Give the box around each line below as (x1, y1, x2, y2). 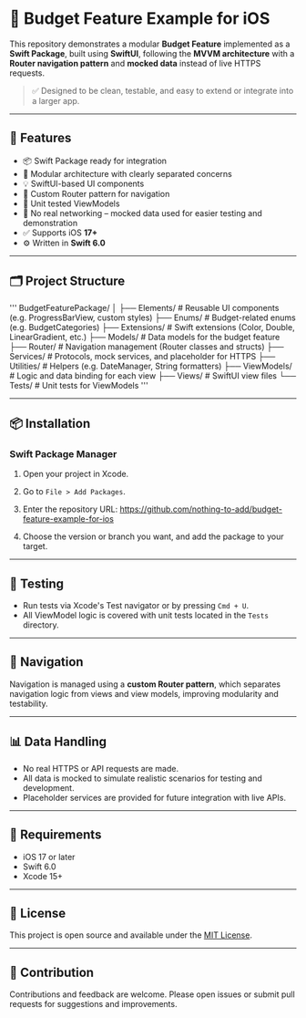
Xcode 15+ (22, 870, 64, 881)
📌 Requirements (9, 827, 102, 843)
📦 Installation (9, 415, 91, 431)
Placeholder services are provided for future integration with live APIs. (22, 792, 287, 803)
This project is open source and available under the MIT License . (9, 930, 253, 940)
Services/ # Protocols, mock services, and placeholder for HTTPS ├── (9, 350, 276, 361)
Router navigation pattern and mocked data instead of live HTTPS (9, 57, 261, 68)
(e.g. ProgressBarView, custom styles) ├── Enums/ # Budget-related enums (9, 312, 296, 323)
